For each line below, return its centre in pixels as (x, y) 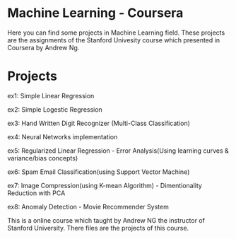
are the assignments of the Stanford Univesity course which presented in (114, 40)
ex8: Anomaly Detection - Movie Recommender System (88, 206)
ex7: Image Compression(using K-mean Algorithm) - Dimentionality (105, 185)
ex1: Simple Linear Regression (51, 95)
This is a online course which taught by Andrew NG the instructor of (106, 220)
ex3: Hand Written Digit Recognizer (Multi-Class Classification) (99, 123)
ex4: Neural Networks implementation (63, 136)
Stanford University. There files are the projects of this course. (98, 228)
